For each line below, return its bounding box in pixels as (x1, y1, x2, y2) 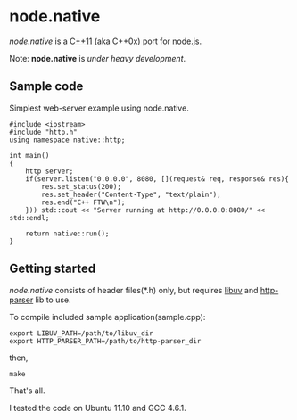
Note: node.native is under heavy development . (9, 53, 186, 63)
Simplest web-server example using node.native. (9, 103, 189, 113)
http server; (25, 167, 74, 176)
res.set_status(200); (41, 182, 122, 191)
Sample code (9, 78, 84, 95)
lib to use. (35, 294, 71, 305)
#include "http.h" (9, 128, 78, 136)
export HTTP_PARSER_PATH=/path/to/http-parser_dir (9, 336, 202, 345)
